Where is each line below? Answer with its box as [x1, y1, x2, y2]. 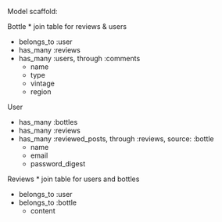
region [30, 87, 52, 96]
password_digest [30, 159, 86, 168]
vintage [30, 78, 55, 88]
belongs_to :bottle [18, 198, 77, 207]
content [30, 206, 55, 215]
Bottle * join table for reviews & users [7, 22, 127, 31]
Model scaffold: [7, 7, 58, 16]
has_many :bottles [18, 118, 78, 126]
